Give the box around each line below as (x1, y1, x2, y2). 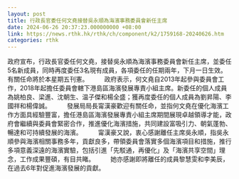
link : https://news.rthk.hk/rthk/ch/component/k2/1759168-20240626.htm (7, 30, 224, 38)
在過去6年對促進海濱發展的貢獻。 (7, 164, 102, 173)
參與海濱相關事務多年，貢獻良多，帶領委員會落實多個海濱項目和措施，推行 (13, 137, 232, 146)
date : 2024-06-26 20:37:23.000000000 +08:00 (7, 23, 142, 31)
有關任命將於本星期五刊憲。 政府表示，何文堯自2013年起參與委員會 (7, 75, 218, 84)
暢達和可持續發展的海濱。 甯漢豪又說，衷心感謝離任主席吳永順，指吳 (7, 129, 223, 137)
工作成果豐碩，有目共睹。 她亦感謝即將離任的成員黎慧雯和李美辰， (19, 155, 229, 163)
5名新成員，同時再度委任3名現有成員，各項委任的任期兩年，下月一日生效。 (7, 66, 227, 75)
